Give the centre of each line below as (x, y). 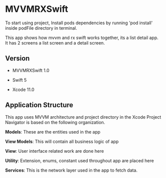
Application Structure (39, 105)
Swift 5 (20, 80)
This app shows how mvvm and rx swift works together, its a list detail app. (82, 38)
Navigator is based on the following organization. (55, 122)
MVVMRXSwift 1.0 (31, 70)
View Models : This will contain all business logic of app (62, 141)
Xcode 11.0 (23, 89)
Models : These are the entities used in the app (53, 132)
